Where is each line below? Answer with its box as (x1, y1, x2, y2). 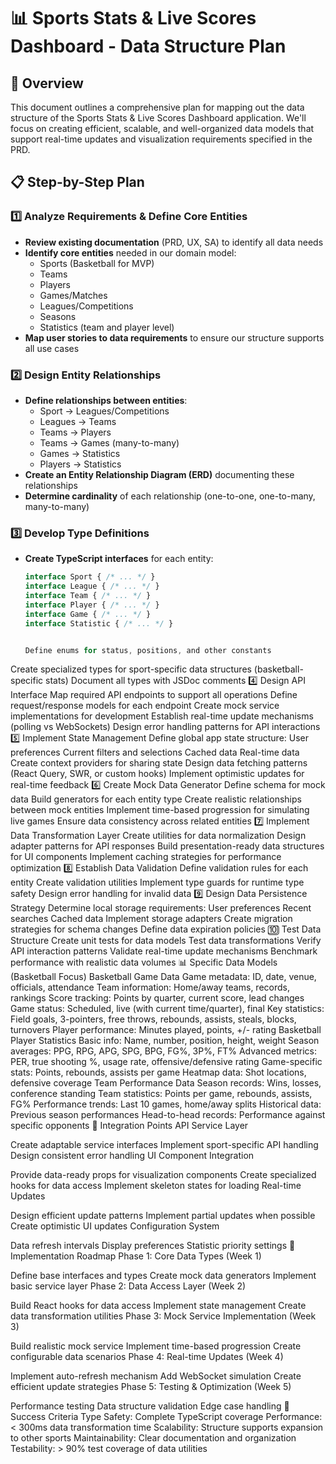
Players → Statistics (39, 458, 122, 470)
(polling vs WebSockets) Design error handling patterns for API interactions (10, 721, 321, 733)
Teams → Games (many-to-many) (39, 436, 180, 449)
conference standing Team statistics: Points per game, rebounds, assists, (10, 1088, 313, 1100)
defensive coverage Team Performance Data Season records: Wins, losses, (10, 1077, 322, 1089)
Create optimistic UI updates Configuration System (10, 1220, 220, 1232)
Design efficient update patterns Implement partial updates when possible (10, 1210, 316, 1222)
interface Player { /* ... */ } (24, 600, 160, 610)
